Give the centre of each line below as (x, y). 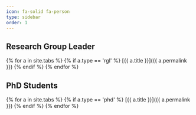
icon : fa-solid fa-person (38, 11)
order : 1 (17, 22)
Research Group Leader (51, 46)
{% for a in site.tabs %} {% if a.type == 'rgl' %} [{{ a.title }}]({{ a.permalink (97, 61)
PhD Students (32, 85)
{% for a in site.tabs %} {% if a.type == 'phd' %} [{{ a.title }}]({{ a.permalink (98, 100)
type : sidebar (24, 17)
